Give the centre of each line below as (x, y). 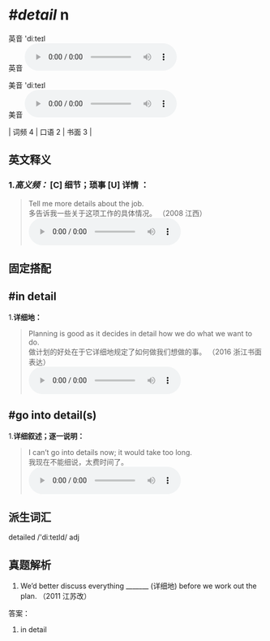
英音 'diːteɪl (27, 38)
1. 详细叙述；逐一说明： (47, 435)
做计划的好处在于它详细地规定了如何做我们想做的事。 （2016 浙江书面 (145, 352)
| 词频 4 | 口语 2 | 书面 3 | (50, 132)
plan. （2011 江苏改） (56, 596)
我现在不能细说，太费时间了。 (78, 461)
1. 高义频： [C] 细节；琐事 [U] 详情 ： (79, 185)
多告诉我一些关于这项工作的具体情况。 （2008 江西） (117, 213)
